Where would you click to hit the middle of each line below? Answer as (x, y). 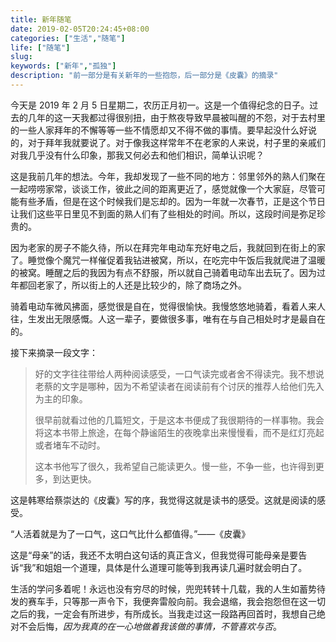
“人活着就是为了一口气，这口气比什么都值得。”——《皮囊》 (130, 533)
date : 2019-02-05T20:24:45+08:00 (80, 29)
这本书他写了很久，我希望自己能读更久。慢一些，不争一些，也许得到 (175, 466)
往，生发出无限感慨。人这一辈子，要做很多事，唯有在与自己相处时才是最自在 (168, 318)
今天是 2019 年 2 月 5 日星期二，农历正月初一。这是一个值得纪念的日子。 (160, 105)
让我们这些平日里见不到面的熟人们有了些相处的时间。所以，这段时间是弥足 (163, 213)
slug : (21, 57)
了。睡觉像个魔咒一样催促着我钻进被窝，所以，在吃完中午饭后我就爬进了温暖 (168, 260)
